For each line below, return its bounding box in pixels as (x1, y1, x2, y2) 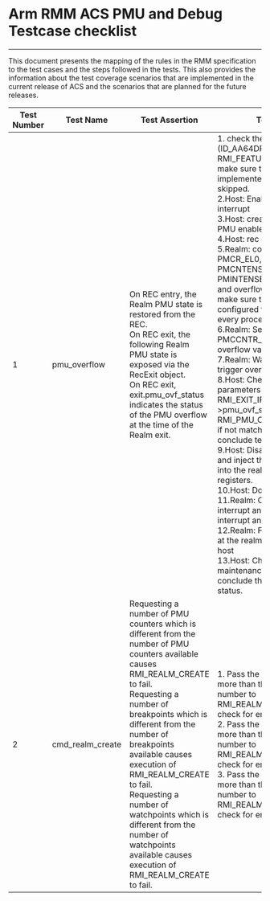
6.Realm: (217, 323, 251, 334)
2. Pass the (217, 719, 260, 730)
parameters (217, 383, 261, 395)
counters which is (129, 618, 197, 629)
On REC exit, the (129, 329, 191, 340)
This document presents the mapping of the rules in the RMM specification (8, 55, 256, 65)
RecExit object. (129, 369, 186, 380)
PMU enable (217, 223, 264, 234)
